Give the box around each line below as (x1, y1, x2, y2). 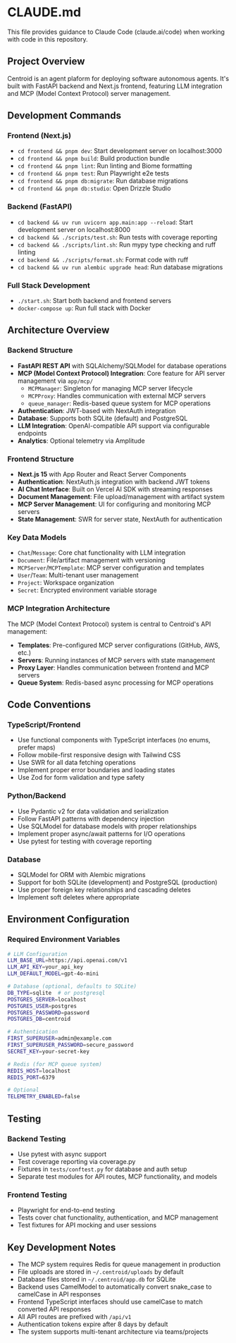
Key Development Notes (7, 1241, 116, 1253)
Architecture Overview (7, 324, 110, 336)
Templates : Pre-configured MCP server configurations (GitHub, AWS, (17, 641, 221, 649)
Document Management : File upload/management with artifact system (17, 493, 225, 501)
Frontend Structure (7, 454, 75, 464)
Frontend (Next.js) (7, 131, 72, 141)
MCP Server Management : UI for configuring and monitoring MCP (17, 500, 211, 508)
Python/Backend (7, 791, 66, 801)
